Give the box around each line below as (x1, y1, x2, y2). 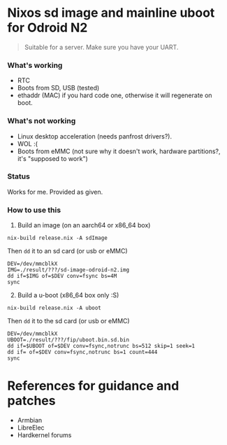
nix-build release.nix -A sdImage (7, 234, 108, 242)
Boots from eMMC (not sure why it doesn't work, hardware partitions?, (17, 147, 221, 155)
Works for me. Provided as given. (7, 188, 103, 196)
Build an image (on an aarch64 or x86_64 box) (17, 221, 151, 229)
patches (7, 393, 56, 409)
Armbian (17, 416, 43, 425)
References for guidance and (7, 378, 180, 394)
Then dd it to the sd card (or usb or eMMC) (7, 317, 131, 325)
